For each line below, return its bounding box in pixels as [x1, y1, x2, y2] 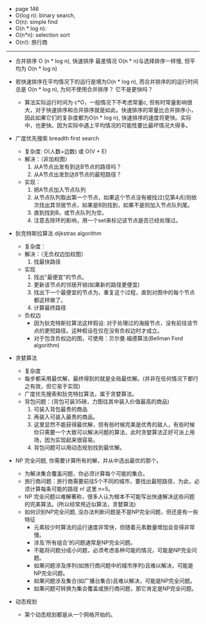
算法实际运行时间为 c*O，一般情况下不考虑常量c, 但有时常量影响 [24, 99, 188, 106]
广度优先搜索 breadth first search [15, 135, 99, 142]
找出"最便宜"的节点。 [33, 273, 88, 281]
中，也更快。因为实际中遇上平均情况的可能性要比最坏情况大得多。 [24, 122, 191, 129]
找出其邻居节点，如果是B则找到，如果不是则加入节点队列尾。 [39, 202, 193, 208]
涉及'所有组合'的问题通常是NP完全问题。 [33, 539, 136, 546]
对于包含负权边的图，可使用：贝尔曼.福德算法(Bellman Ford [33, 335, 183, 342]
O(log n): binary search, [15, 12, 75, 19]
